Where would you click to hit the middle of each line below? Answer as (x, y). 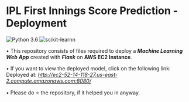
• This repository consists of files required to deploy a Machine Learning (94, 50)
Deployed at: (21, 74)
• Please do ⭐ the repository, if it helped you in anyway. (73, 93)
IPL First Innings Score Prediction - (92, 11)
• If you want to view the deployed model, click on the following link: (88, 68)
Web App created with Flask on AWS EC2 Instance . (69, 57)
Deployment (37, 23)
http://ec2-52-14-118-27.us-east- (78, 74)
